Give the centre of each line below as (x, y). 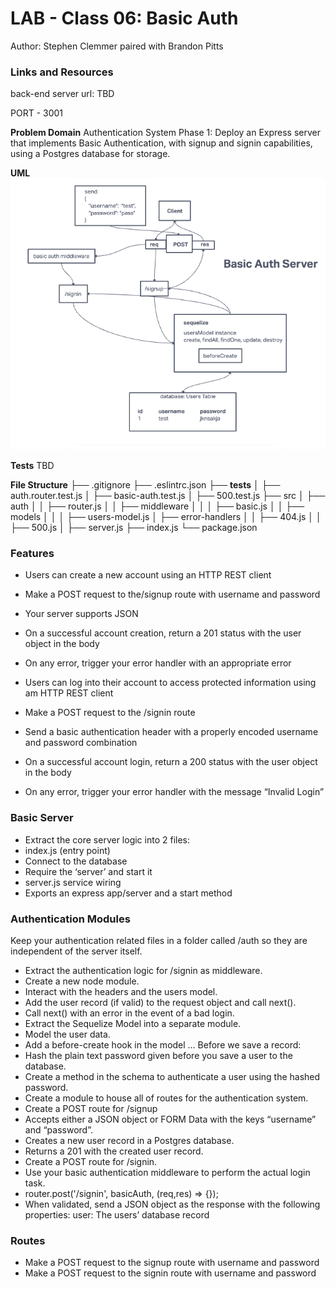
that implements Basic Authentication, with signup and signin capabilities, (161, 143)
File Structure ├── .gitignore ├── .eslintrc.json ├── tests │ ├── (145, 485)
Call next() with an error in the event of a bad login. (129, 1013)
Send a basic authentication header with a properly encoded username (171, 732)
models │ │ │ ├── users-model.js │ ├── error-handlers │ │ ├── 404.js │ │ (166, 517)
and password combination (81, 743)
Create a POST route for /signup (91, 1109)
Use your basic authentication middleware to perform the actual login (167, 1173)
